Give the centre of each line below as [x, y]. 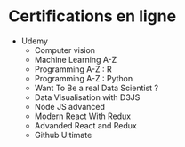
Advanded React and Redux [85, 125]
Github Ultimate [63, 135]
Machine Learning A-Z [76, 59]
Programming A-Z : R [73, 69]
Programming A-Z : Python [84, 78]
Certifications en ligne [92, 16]
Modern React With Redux [82, 116]
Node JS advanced [70, 106]
